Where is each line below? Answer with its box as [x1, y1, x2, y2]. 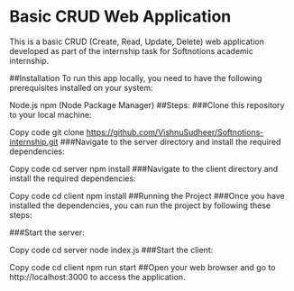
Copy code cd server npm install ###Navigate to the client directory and [9, 163, 279, 174]
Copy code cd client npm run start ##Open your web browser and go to [9, 261, 276, 272]
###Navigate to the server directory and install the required [60, 136, 281, 147]
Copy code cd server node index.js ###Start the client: [9, 244, 214, 255]
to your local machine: [9, 109, 92, 120]
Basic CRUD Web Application [9, 6, 232, 27]
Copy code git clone [9, 126, 85, 137]
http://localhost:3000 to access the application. [9, 271, 186, 282]
